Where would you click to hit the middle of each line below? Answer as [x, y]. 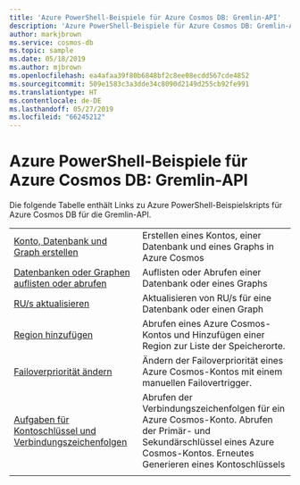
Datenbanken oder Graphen [72, 272]
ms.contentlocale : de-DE [55, 100]
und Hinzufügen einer [219, 335]
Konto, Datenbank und [60, 241]
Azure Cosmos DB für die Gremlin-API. [80, 214]
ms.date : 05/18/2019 [48, 59]
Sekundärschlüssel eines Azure [208, 442]
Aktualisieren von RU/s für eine [207, 298]
